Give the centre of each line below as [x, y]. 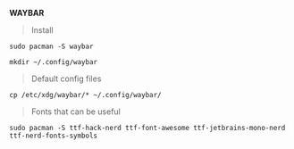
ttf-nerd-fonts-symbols [54, 136]
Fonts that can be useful [76, 112]
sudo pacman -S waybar [51, 46]
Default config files [66, 79]
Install [42, 30]
